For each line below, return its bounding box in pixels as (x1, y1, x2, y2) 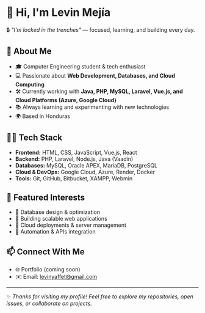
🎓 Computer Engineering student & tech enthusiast (15, 62, 146, 70)
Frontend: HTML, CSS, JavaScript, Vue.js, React (15, 149, 137, 156)
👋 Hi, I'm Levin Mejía (6, 6, 111, 20)
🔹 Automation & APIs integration (15, 228, 96, 235)
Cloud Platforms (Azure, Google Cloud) (15, 96, 117, 103)
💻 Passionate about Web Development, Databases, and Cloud (15, 72, 175, 79)
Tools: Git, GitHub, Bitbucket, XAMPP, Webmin (15, 174, 133, 182)
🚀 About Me (6, 46, 52, 57)
